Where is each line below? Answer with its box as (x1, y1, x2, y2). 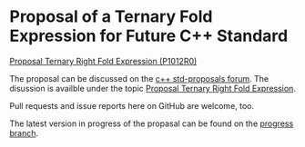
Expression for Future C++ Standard (9, 25, 289, 46)
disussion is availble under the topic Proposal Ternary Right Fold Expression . (9, 83, 296, 93)
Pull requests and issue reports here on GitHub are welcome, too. (9, 100, 255, 111)
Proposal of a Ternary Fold (9, 6, 213, 27)
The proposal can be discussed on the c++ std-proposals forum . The (9, 73, 269, 83)
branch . (9, 127, 39, 138)
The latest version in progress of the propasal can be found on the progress (9, 118, 294, 129)
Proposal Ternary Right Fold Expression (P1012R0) (9, 55, 198, 66)
